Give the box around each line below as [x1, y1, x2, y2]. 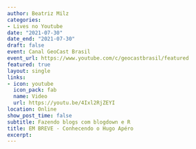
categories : [7, 16, 41, 23]
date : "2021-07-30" [7, 29, 63, 36]
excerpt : [7, 131, 32, 138]
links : [7, 73, 26, 81]
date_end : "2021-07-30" [7, 36, 76, 43]
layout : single [7, 67, 51, 74]
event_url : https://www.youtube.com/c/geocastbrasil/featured [7, 55, 189, 62]
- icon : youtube [7, 80, 54, 87]
